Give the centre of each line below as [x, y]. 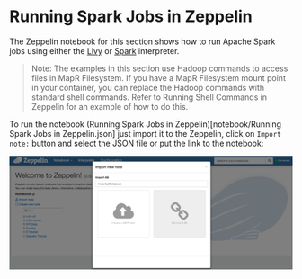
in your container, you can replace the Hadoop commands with [148, 87]
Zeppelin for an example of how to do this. [110, 106]
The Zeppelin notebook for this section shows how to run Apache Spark [142, 41]
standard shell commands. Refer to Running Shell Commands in [149, 97]
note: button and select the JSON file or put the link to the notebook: [137, 143]
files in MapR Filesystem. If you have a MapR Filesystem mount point [158, 77]
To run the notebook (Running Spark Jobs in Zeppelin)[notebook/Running [145, 124]
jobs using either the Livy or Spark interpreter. [94, 50]
